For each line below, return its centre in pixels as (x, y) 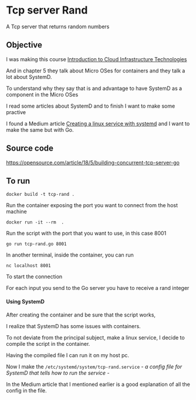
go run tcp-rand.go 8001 (36, 244)
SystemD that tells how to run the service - (58, 373)
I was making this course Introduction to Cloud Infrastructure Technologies (97, 59)
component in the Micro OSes (42, 94)
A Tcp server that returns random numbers (58, 26)
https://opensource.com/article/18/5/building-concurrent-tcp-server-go (93, 162)
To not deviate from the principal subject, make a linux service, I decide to (95, 337)
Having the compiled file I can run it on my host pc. (68, 355)
